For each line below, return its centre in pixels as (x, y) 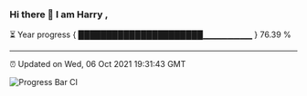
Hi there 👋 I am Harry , (59, 14)
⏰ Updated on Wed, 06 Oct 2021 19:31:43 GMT (98, 64)
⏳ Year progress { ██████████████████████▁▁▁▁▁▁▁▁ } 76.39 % (151, 34)
